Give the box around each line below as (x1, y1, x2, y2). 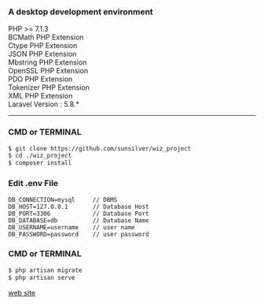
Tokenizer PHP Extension (8, 83, 90, 92)
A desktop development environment (8, 6, 153, 17)
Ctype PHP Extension (8, 41, 78, 50)
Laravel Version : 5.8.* (8, 99, 80, 109)
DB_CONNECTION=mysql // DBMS (8, 195, 118, 203)
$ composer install (8, 159, 72, 167)
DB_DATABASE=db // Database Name (8, 216, 149, 225)
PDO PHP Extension (8, 74, 73, 84)
